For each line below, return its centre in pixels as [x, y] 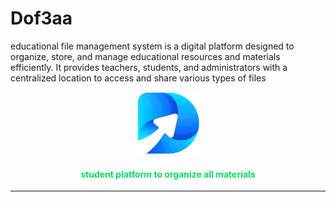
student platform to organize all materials [168, 174]
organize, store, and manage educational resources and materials [145, 56]
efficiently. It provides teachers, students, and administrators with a [149, 67]
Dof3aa [41, 18]
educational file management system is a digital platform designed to [152, 46]
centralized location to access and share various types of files [138, 78]
